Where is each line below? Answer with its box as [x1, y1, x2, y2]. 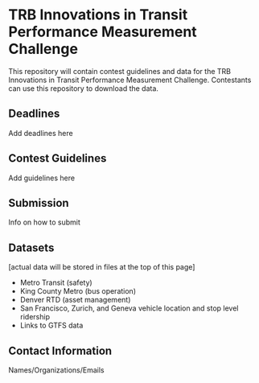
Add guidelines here [8, 173, 75, 183]
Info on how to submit [8, 217, 80, 227]
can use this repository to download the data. [8, 83, 159, 93]
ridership [19, 312, 51, 322]
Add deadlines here [8, 128, 74, 138]
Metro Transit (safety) [19, 278, 92, 287]
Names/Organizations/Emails [8, 365, 105, 375]
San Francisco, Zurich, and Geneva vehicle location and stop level [19, 303, 239, 313]
